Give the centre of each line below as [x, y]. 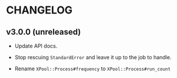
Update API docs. [36, 46]
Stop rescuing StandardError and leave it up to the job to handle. [93, 57]
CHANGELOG [39, 10]
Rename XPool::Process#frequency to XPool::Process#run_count [93, 69]
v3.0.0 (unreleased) [44, 32]
